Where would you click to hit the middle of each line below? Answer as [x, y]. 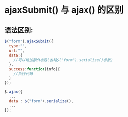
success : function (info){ [35, 69]
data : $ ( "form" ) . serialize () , [41, 101]
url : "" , [17, 51]
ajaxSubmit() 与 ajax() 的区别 [64, 10]
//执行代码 [23, 74]
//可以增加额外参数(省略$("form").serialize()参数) [63, 60]
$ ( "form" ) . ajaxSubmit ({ [29, 41]
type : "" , [18, 46]
